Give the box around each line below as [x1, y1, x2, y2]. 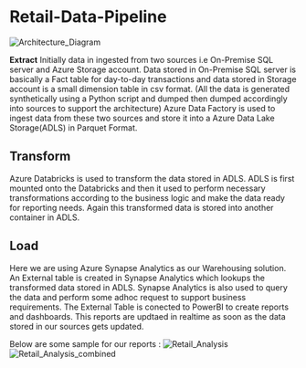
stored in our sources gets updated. [9, 321, 144, 331]
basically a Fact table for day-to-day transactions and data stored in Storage [9, 73, 297, 84]
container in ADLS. [9, 212, 80, 223]
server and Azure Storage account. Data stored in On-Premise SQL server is [9, 64, 297, 75]
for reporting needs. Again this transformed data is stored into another [9, 202, 274, 213]
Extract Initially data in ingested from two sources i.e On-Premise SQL [9, 54, 274, 65]
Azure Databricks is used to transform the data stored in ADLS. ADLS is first [9, 173, 295, 184]
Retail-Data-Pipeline [9, 6, 167, 27]
